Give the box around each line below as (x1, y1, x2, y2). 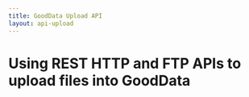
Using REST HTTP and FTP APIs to (8, 54, 242, 73)
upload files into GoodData (8, 71, 191, 90)
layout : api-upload (8, 19, 74, 27)
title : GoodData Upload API (8, 11, 103, 20)
